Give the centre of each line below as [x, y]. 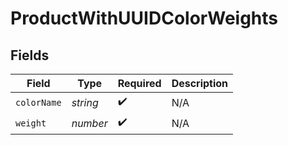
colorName [38, 102]
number [89, 123]
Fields [30, 55]
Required [139, 83]
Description [200, 83]
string [85, 102]
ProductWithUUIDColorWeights [144, 18]
